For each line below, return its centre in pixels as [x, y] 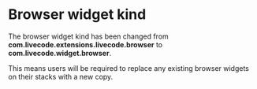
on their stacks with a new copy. [61, 76]
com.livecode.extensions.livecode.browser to [86, 44]
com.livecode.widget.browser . [60, 53]
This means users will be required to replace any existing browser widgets [129, 68]
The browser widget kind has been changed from [89, 36]
